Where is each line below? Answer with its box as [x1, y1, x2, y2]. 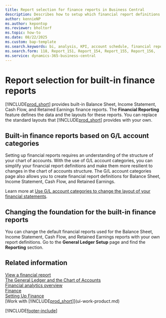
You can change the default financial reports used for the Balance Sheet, [5, 228, 153, 234]
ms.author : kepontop [5, 21, 48, 26]
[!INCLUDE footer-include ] [5, 308, 58, 314]
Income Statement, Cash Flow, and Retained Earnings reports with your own [5, 233, 160, 240]
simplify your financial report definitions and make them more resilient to [5, 163, 153, 169]
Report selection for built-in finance [5, 75, 155, 86]
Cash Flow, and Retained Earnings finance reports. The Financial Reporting [5, 107, 159, 113]
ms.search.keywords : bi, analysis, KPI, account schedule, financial [5, 44, 152, 49]
